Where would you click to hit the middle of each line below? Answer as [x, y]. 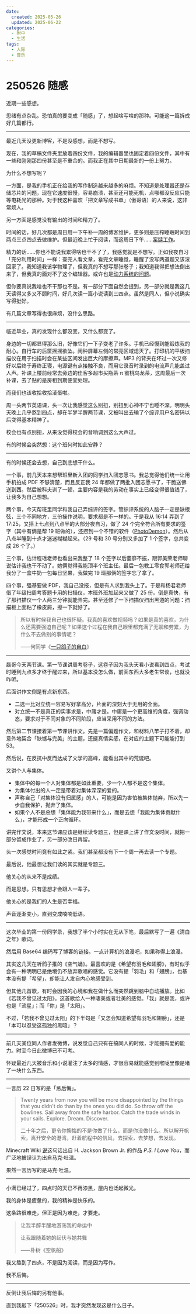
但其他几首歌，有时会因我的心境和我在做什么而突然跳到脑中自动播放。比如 [95, 991]
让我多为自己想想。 [29, 496]
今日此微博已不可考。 [52, 1050]
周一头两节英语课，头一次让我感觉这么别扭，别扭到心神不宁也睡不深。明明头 [98, 405]
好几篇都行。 [21, 123]
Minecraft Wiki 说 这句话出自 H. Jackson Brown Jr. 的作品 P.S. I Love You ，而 [98, 1150]
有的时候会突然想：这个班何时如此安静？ [55, 444]
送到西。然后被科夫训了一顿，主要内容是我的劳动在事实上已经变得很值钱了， [98, 489]
